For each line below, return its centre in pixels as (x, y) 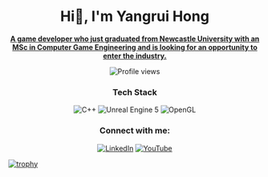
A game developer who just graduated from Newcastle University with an (135, 39)
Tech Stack (135, 92)
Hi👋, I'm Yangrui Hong (135, 16)
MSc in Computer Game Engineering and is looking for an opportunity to (135, 47)
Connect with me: (135, 130)
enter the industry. (135, 56)
